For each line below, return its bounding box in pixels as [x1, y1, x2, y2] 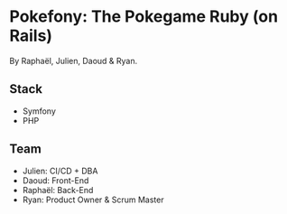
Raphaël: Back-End [22, 184, 94, 195]
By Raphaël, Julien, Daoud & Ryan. [9, 55, 138, 66]
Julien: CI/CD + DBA [22, 165, 98, 176]
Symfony [22, 106, 57, 116]
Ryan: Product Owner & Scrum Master [22, 194, 164, 205]
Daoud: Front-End [22, 174, 89, 186]
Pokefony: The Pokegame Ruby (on [9, 6, 278, 27]
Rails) [9, 25, 52, 46]
